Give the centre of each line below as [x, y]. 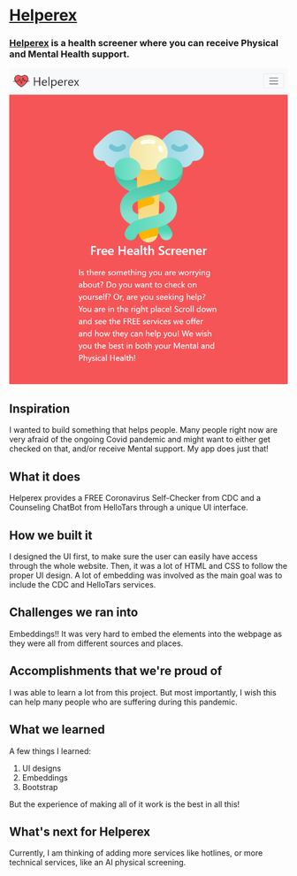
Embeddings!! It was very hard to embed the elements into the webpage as [146, 634]
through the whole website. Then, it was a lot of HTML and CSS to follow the [148, 566]
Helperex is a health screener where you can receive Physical [144, 43]
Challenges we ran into [74, 613]
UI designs [42, 768]
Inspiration [40, 409]
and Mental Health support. [69, 54]
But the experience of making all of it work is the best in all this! [125, 804]
